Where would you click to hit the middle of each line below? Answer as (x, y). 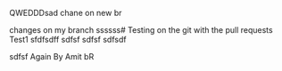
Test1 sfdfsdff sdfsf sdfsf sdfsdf (68, 39)
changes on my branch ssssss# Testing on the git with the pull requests (141, 30)
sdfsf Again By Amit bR (52, 56)
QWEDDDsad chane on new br (66, 13)
